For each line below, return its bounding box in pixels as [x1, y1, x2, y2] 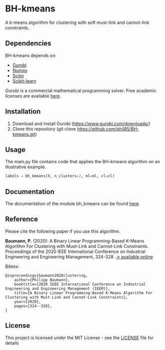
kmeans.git [12, 131, 36, 137]
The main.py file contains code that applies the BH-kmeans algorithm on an [5, 159, 161, 165]
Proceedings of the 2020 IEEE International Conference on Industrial [5, 248, 146, 254]
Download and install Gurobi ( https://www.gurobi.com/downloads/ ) [12, 120, 151, 126]
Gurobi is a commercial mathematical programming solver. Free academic [5, 88, 157, 94]
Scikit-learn [12, 78, 36, 84]
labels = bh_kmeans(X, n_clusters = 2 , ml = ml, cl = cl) [5, 174, 115, 179]
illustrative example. [5, 164, 46, 170]
